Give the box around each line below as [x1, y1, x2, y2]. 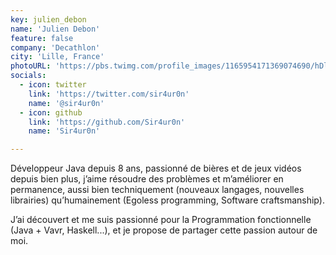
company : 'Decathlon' [10, 42, 101, 53]
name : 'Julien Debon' [10, 24, 101, 34]
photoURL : [10, 61, 52, 71]
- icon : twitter [19, 80, 87, 90]
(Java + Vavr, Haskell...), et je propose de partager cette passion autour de [10, 224, 318, 236]
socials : [10, 71, 47, 81]
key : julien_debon [10, 14, 87, 25]
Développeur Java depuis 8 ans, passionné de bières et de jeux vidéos [10, 162, 302, 175]
